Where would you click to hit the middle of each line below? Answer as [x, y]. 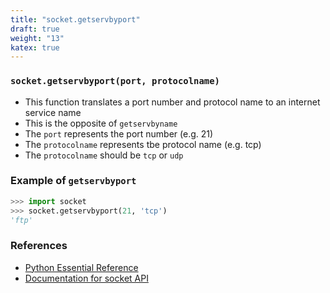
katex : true [35, 47]
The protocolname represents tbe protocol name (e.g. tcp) [143, 144]
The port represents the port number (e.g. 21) [119, 133]
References [39, 246]
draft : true [35, 29]
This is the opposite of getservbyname [101, 123]
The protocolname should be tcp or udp [104, 155]
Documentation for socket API [86, 278]
